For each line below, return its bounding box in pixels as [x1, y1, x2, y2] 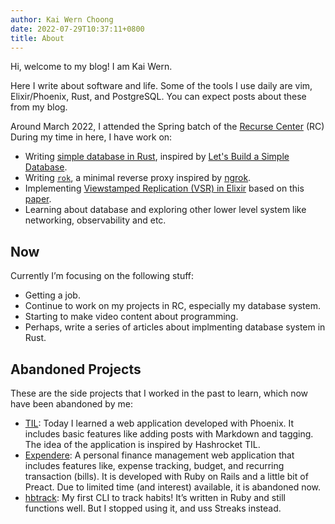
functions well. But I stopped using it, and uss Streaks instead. [24, 502, 282, 514]
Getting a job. [24, 289, 81, 301]
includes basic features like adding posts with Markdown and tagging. [24, 428, 314, 440]
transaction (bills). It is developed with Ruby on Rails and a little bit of [24, 471, 309, 482]
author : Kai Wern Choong [10, 14, 114, 25]
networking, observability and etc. [24, 214, 167, 226]
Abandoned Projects [10, 361, 142, 378]
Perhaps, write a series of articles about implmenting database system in [24, 321, 326, 333]
